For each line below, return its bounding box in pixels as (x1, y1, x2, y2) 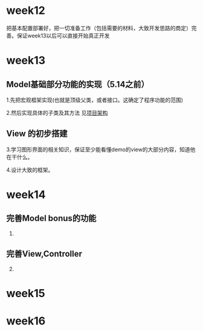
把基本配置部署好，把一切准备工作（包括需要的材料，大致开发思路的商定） (6, 24, 192, 31)
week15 (6, 286, 45, 300)
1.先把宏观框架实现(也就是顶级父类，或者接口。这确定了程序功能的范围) (6, 96, 183, 103)
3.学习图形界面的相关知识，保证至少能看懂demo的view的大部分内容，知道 (6, 146, 190, 153)
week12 (6, 4, 45, 18)
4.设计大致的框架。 (6, 166, 54, 173)
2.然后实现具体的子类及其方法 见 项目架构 (6, 109, 108, 116)
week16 (6, 314, 46, 327)
